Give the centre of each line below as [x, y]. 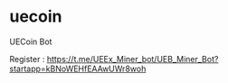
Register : [27, 59]
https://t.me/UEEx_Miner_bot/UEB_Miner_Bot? [133, 59]
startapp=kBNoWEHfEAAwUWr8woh [78, 69]
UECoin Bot [31, 41]
